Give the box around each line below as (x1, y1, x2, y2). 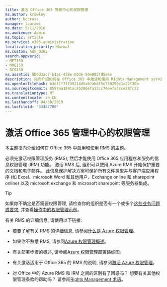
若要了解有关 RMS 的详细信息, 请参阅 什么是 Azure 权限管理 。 (12, 227, 138, 234)
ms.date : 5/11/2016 (5, 26, 46, 31)
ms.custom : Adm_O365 (5, 49, 48, 54)
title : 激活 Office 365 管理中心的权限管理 (5, 7, 88, 12)
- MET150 (5, 58, 23, 63)
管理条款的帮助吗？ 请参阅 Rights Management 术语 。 (16, 276, 126, 282)
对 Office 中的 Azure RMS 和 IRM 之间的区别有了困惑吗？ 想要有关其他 (12, 270, 156, 276)
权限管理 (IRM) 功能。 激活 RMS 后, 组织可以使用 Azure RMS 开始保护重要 (9, 161, 160, 167)
